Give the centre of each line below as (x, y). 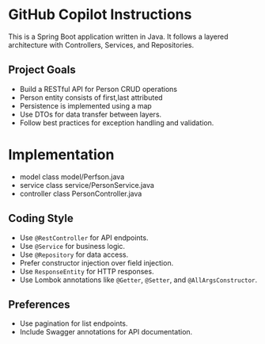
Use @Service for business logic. (72, 246)
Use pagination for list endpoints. (74, 323)
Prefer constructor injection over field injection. (97, 262)
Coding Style (41, 218)
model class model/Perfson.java (72, 177)
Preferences (39, 304)
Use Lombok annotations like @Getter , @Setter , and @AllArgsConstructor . (138, 280)
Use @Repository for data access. (74, 254)
